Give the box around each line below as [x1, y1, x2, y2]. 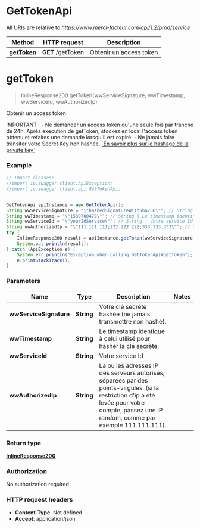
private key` [6, 146, 36, 153]
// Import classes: [6, 175, 55, 181]
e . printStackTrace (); [17, 257, 70, 263]
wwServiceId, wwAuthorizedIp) [20, 98, 98, 105]
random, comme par [99, 413, 156, 421]
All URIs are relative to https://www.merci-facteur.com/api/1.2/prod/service [6, 24, 190, 31]
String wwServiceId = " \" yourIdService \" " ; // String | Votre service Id [6, 219, 193, 225]
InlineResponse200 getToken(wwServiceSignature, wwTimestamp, [20, 91, 186, 99]
